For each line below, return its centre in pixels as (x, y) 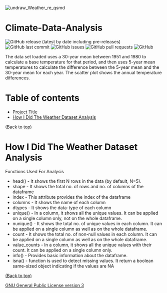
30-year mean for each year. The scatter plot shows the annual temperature (83, 72)
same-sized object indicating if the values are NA (63, 266)
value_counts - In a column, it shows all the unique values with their (82, 245)
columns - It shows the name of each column (59, 202)
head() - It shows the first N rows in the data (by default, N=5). (77, 181)
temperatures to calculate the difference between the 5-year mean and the (82, 67)
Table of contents (42, 98)
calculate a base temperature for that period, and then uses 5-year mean (80, 62)
